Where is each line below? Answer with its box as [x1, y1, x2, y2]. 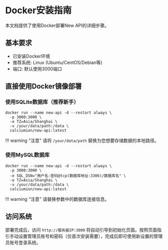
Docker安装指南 [5, 5, 72, 16]
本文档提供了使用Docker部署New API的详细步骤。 [5, 22, 109, 28]
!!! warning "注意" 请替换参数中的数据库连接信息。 [5, 196, 110, 202]
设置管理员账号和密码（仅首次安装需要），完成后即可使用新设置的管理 [18, 233, 163, 239]
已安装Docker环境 [12, 53, 51, 59]
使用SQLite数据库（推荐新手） [5, 98, 79, 105]
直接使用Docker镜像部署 [5, 82, 82, 91]
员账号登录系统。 [5, 239, 41, 245]
